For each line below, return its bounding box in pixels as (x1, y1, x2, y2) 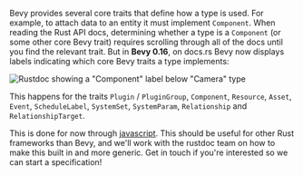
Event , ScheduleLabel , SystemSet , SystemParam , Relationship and (9, 101, 248, 112)
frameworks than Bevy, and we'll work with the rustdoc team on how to (9, 138, 276, 148)
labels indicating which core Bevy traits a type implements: (9, 56, 230, 66)
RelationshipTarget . (9, 111, 85, 121)
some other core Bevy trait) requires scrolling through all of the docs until (9, 36, 284, 47)
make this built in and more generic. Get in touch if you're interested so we (9, 147, 288, 158)
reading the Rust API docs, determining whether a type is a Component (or (9, 27, 281, 37)
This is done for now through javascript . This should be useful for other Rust (9, 128, 295, 139)
